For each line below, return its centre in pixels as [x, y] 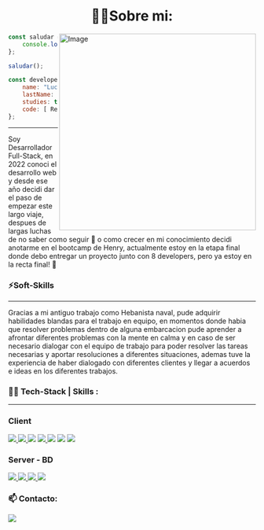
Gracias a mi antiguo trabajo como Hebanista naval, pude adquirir [114, 312]
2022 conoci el [33, 164]
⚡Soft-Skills [31, 285]
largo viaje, [26, 214]
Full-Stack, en [31, 156]
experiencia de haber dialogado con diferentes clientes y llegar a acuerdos [129, 363]
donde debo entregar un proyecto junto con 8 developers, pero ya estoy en [130, 256]
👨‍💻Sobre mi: [132, 16]
